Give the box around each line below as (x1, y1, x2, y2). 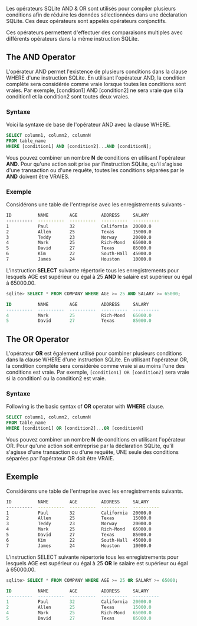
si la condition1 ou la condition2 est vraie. (6, 375, 106, 382)
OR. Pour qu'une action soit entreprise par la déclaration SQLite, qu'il (6, 442, 174, 450)
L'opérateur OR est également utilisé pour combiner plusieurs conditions (6, 350, 182, 357)
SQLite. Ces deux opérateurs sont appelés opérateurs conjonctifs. (6, 18, 167, 24)
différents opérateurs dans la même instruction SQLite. (6, 35, 139, 42)
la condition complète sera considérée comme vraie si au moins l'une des (6, 363, 185, 370)
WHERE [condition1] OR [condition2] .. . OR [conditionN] (6, 426, 144, 431)
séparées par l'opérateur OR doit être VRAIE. (6, 455, 115, 462)
